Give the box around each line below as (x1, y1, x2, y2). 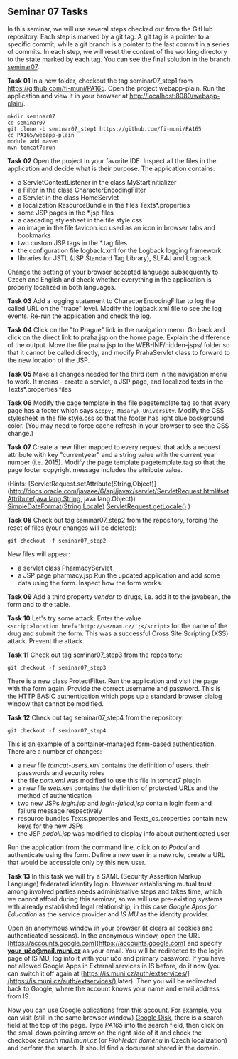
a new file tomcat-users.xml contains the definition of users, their (17, 761, 210, 769)
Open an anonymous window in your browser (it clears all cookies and (7, 924, 213, 932)
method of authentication (17, 791, 92, 799)
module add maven (7, 138, 59, 145)
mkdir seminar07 (7, 113, 55, 120)
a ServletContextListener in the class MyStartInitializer (17, 178, 177, 186)
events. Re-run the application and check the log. (7, 312, 152, 320)
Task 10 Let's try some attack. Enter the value (7, 613, 141, 623)
